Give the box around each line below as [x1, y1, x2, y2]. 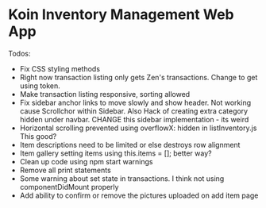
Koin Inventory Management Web [8, 6, 234, 24]
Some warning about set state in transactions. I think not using [19, 173, 225, 183]
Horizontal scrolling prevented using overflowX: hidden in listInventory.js [19, 123, 257, 133]
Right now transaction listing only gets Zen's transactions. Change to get [19, 72, 258, 82]
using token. [19, 81, 61, 91]
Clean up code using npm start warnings [19, 156, 153, 166]
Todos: [8, 48, 31, 58]
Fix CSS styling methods [19, 64, 101, 73]
